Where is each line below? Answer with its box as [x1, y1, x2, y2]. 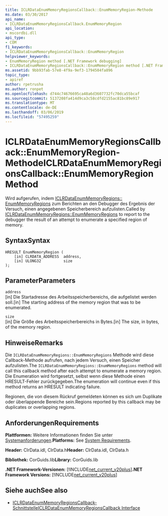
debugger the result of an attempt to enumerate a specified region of [5, 216, 147, 222]
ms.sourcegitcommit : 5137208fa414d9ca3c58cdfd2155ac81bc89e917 [5, 96, 140, 101]
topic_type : [5, 73, 30, 78]
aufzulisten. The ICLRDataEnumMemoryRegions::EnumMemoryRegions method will [5, 363, 162, 369]
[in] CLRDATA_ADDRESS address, [14, 254, 81, 259]
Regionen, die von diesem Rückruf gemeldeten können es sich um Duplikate [5, 394, 162, 400]
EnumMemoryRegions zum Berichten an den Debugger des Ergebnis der [5, 200, 155, 206]
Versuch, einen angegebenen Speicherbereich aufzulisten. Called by [5, 206, 145, 212]
